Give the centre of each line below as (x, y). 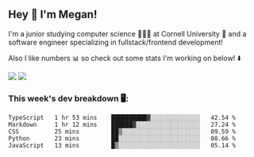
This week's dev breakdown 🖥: (69, 98)
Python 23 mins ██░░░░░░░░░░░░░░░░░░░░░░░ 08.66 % (122, 139)
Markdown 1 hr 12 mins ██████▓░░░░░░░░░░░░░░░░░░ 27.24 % (122, 125)
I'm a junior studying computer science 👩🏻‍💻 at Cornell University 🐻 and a (127, 33)
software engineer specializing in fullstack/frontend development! (116, 42)
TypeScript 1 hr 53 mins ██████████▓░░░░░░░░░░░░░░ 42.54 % (122, 118)
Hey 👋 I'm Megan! (53, 15)
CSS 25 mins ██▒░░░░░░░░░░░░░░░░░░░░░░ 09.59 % (122, 132)
